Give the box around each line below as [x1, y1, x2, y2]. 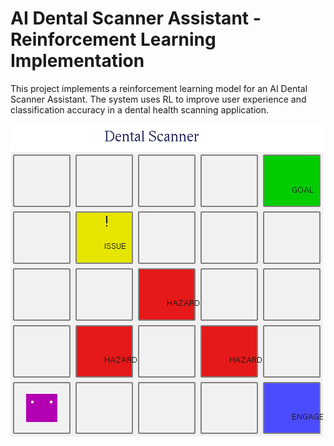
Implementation [10, 50, 145, 72]
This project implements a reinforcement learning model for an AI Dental [10, 82, 308, 94]
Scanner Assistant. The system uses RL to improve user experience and [10, 93, 307, 105]
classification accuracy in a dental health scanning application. [10, 103, 269, 116]
